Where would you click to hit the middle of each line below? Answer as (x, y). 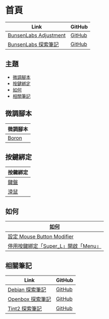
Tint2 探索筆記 (25, 309)
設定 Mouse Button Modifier (41, 237)
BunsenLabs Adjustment (37, 35)
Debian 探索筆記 (27, 290)
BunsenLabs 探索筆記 (33, 44)
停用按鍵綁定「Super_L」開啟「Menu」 (55, 246)
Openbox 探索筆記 (30, 299)
